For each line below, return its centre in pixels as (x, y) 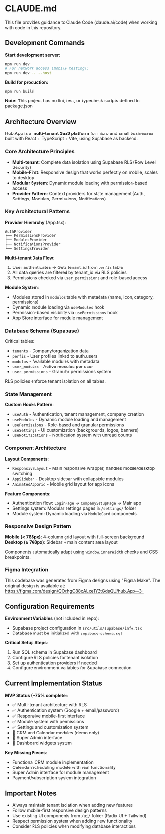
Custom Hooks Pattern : (30, 405)
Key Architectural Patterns (38, 211)
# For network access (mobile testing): (47, 68)
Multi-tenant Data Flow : (30, 258)
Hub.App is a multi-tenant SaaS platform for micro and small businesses (79, 133)
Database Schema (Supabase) (42, 331)
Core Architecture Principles (40, 151)
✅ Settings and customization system (50, 727)
